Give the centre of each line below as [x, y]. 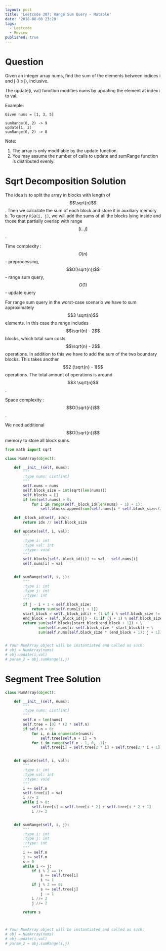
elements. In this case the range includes [47, 323]
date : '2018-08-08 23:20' [32, 19]
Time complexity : [23, 246]
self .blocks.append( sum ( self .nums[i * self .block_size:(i [101, 509]
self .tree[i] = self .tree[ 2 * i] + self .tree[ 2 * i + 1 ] [100, 747]
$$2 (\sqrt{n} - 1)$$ [83, 367]
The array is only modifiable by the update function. [65, 150]
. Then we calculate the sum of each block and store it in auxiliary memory [81, 210]
